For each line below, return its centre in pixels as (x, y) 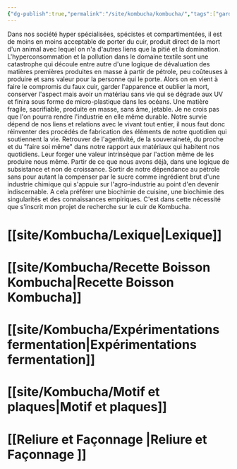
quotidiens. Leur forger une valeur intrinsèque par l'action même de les (111, 154)
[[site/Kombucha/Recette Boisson (109, 267)
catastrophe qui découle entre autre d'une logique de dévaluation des (109, 64)
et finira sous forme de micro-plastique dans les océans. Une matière (108, 101)
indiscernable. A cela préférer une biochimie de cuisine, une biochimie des (116, 191)
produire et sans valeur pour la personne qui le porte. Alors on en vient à (113, 79)
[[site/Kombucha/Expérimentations (114, 330)
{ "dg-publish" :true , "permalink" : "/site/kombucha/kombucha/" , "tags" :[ (112, 14)
